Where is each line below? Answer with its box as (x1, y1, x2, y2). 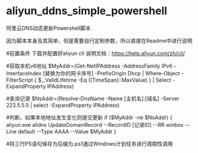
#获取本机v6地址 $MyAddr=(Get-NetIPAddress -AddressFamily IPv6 (6, 62, 173, 69)
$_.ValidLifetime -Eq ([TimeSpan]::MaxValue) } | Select (37, 76, 171, 84)
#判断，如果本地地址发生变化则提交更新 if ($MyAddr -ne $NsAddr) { (6, 114, 173, 121)
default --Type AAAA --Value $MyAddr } (17, 128, 117, 135)
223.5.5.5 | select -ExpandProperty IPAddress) (6, 101, 120, 109)
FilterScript (6, 76, 34, 84)
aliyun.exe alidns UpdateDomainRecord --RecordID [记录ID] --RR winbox (6, 121, 184, 128)
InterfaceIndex (6, 69, 42, 76)
